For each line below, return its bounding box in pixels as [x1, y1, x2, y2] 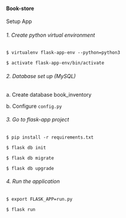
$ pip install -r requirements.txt [6, 134, 94, 140]
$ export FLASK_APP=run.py [6, 196, 73, 203]
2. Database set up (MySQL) [6, 73, 76, 79]
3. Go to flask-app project [6, 116, 69, 123]
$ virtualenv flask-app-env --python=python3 [6, 50, 120, 56]
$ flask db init [6, 145, 46, 150]
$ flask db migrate [6, 155, 54, 161]
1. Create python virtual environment [6, 31, 95, 39]
